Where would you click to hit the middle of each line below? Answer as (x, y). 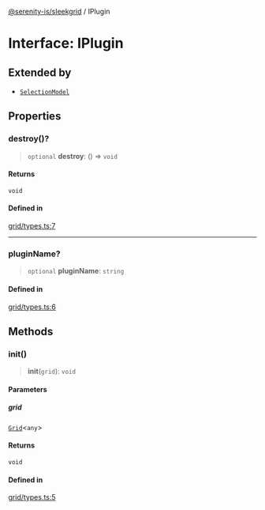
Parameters (28, 389)
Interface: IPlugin (66, 43)
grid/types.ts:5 (32, 497)
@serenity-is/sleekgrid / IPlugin (59, 11)
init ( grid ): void (52, 372)
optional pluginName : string (76, 271)
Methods (31, 331)
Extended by (40, 72)
